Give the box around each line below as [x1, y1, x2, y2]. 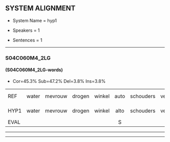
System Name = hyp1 [12, 17, 57, 23]
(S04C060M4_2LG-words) [5, 67, 63, 73]
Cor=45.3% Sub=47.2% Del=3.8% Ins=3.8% [12, 78, 106, 84]
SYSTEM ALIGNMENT [5, 4, 76, 13]
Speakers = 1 [12, 27, 40, 33]
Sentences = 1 [12, 37, 42, 43]
